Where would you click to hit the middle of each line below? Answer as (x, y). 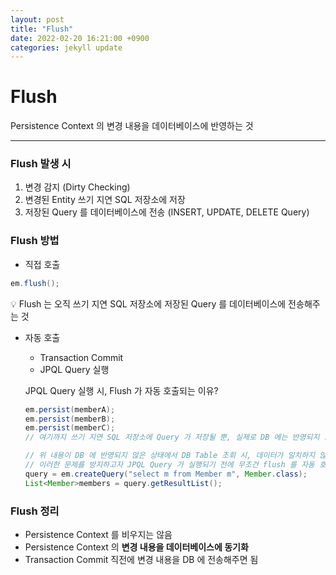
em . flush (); (35, 283)
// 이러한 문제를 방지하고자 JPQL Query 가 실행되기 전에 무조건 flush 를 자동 (169, 465)
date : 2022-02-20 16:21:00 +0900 (80, 38)
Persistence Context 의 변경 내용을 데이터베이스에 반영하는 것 (132, 126)
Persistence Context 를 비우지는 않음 (98, 534)
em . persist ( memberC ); (70, 428)
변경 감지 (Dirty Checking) (77, 187)
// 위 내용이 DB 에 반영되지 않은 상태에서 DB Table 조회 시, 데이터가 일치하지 (170, 456)
